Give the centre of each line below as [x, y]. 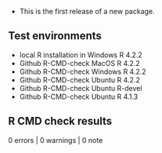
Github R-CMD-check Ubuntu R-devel [81, 88]
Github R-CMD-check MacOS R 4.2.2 [79, 63]
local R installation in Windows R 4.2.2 [81, 55]
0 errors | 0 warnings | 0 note [56, 140]
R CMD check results [60, 121]
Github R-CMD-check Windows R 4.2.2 [83, 71]
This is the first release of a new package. [87, 11]
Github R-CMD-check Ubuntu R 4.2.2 [80, 80]
